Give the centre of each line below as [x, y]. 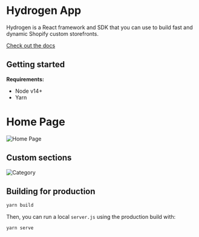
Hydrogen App [44, 11]
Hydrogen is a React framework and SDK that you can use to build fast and [100, 27]
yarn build [20, 205]
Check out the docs [31, 45]
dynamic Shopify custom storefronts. [52, 33]
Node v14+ [29, 91]
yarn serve [20, 228]
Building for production [51, 191]
